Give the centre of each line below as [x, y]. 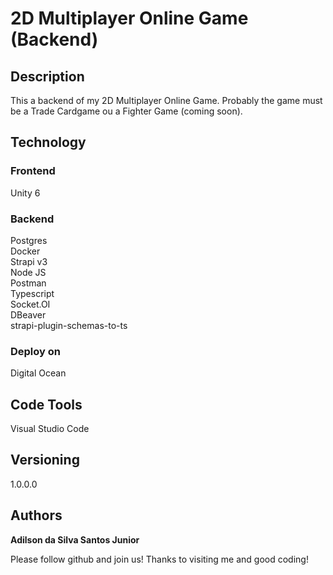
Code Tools [46, 404]
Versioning [45, 460]
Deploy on [35, 351]
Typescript [32, 293]
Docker [25, 251]
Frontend [33, 171]
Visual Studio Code [50, 429]
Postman [28, 283]
